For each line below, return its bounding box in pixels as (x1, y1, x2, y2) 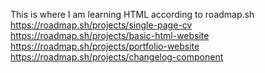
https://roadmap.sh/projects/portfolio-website (10, 40, 200, 52)
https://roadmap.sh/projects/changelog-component (10, 51, 224, 63)
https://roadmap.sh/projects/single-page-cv (10, 19, 193, 31)
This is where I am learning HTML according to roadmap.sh (10, 9, 255, 20)
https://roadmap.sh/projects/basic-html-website (10, 30, 210, 41)
